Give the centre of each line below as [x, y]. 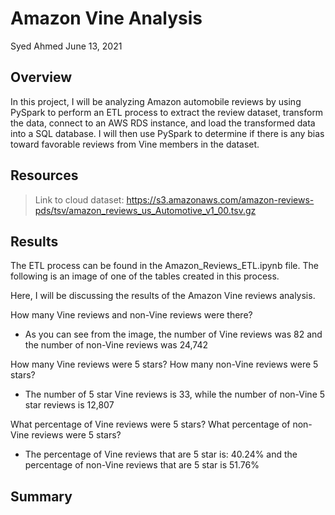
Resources [44, 175]
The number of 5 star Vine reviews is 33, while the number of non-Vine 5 [175, 394]
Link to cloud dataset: [79, 199]
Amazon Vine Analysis [106, 18]
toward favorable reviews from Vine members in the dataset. [135, 144]
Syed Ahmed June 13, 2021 [66, 46]
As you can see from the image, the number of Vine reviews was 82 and [173, 334]
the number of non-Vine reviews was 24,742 [116, 345]
